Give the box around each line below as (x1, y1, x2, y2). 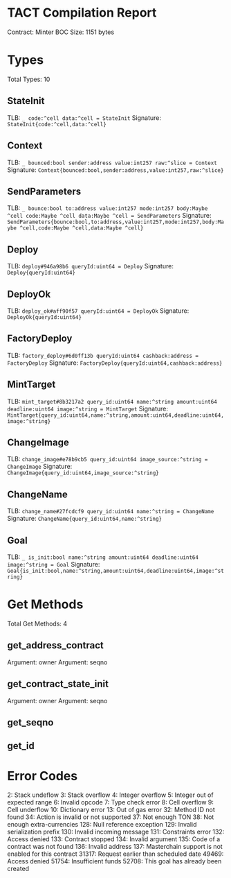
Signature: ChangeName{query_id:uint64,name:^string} (7, 515, 163, 523)
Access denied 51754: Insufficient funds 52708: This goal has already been (7, 857, 222, 866)
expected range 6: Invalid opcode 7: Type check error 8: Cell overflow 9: (7, 798, 214, 807)
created (7, 865, 30, 873)
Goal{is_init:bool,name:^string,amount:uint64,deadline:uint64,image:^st (7, 567, 225, 574)
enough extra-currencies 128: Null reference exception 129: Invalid (7, 820, 197, 829)
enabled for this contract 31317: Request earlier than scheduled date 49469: (7, 850, 224, 858)
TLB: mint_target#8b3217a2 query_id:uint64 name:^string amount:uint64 (7, 397, 218, 405)
